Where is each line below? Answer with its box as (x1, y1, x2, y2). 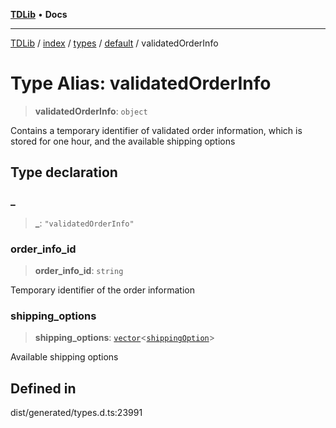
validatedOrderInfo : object (34, 105, 148, 117)
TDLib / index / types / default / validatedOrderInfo (10, 37, 219, 49)
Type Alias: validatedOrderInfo (10, 72, 272, 95)
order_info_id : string (34, 264, 124, 276)
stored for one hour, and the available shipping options (10, 135, 236, 147)
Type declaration (10, 164, 118, 181)
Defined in (10, 380, 77, 397)
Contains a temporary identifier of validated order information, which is (10, 124, 303, 136)
